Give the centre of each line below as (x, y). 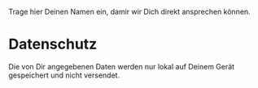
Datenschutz (53, 44)
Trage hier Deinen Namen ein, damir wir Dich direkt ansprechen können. (129, 12)
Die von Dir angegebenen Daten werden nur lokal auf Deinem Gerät (121, 66)
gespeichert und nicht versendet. (64, 75)
